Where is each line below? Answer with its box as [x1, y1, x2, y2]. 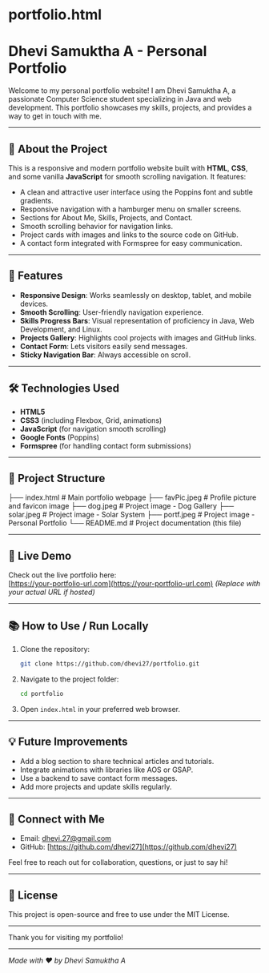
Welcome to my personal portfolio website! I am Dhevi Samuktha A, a [8, 86, 236, 95]
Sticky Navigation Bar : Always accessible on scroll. [19, 350, 191, 360]
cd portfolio [19, 690, 64, 698]
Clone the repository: [19, 645, 90, 653]
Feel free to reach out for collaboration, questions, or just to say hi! [8, 858, 228, 867]
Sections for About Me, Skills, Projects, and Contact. [19, 212, 194, 222]
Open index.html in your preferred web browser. [19, 704, 181, 714]
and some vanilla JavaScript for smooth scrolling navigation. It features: [8, 171, 247, 181]
